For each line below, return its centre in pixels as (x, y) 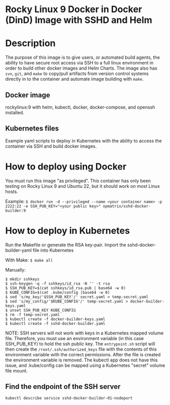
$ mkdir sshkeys (22, 279)
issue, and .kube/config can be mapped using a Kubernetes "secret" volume (85, 365)
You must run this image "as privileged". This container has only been (78, 181)
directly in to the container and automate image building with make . (74, 79)
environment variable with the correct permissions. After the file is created (83, 354)
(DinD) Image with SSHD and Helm (79, 20)
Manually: (15, 269)
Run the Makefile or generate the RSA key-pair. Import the (66, 245)
